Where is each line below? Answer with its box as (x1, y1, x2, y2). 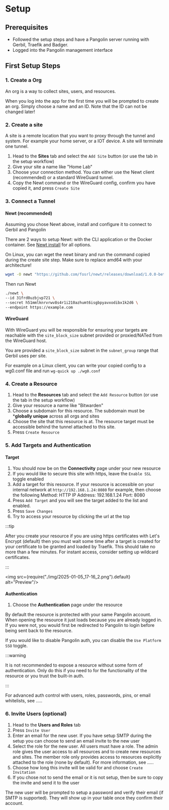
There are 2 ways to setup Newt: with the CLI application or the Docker (5, 236, 152, 242)
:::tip (5, 523, 15, 529)
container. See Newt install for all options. (5, 242, 92, 248)
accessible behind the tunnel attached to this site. (12, 424, 116, 430)
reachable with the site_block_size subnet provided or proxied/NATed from (5, 332, 162, 338)
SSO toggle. (5, 642, 28, 649)
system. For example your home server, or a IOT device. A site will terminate (5, 138, 163, 144)
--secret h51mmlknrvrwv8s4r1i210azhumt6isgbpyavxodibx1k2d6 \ (5, 300, 138, 305)
